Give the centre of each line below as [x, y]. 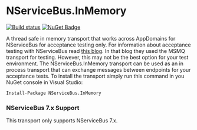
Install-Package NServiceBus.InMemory [54, 93]
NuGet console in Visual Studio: [45, 82]
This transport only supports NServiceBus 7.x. [62, 121]
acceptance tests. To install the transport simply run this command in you [95, 76]
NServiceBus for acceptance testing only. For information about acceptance [98, 45]
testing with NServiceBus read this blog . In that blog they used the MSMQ [96, 51]
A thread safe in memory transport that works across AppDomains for [91, 38]
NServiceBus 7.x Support [43, 108]
